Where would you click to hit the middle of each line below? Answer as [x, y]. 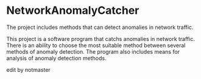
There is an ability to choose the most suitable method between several [96, 45]
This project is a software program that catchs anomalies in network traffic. [100, 39]
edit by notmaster [28, 69]
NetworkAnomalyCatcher [73, 11]
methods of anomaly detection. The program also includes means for [93, 51]
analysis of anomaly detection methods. [56, 58]
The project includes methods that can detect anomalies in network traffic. [100, 27]
